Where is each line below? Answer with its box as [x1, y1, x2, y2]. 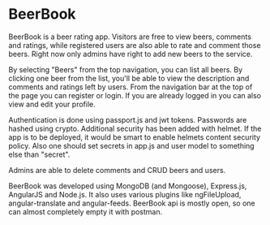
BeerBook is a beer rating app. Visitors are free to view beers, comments [8, 32, 251, 41]
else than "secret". [8, 149, 71, 159]
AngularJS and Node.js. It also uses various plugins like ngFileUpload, [8, 189, 242, 199]
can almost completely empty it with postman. [8, 206, 163, 216]
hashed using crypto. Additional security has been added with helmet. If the [8, 123, 262, 133]
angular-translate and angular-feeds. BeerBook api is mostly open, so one [8, 198, 255, 208]
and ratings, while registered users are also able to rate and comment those [8, 40, 261, 50]
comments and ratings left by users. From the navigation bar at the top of [8, 82, 253, 92]
